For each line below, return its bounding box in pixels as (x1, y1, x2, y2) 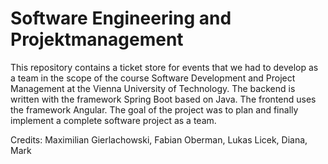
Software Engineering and (10, 7, 232, 30)
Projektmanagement (10, 28, 184, 51)
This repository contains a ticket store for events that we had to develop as (10, 61, 319, 73)
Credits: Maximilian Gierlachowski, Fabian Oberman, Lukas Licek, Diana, (10, 133, 308, 146)
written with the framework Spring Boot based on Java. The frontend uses (10, 93, 317, 105)
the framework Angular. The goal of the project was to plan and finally (10, 103, 299, 116)
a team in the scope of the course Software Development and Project (10, 72, 296, 84)
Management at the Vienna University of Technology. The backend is (10, 82, 296, 94)
